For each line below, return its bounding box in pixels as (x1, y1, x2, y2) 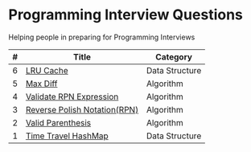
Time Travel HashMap (25, 130, 109, 142)
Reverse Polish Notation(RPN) (25, 104, 139, 115)
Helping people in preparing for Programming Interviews (8, 32, 195, 42)
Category (155, 51, 193, 62)
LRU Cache (25, 64, 68, 76)
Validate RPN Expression (25, 91, 119, 102)
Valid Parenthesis (25, 117, 91, 128)
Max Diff (25, 78, 58, 89)
